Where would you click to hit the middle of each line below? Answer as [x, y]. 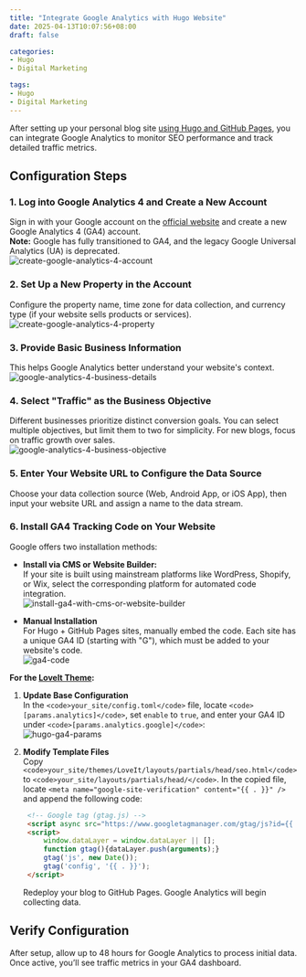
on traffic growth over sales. [63, 441]
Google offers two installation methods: [84, 547]
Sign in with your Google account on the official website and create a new [148, 222]
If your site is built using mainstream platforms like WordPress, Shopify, [157, 574]
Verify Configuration [69, 931]
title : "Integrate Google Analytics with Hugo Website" [118, 18]
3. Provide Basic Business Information [95, 347]
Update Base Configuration [75, 695]
